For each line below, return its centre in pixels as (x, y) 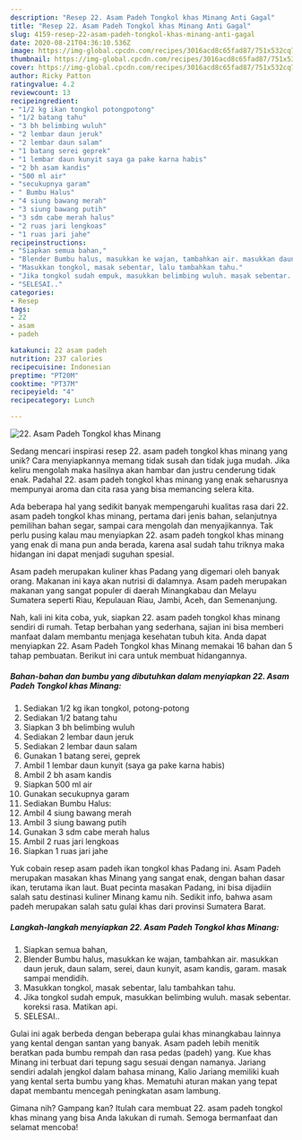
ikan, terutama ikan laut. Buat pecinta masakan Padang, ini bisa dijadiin (141, 887)
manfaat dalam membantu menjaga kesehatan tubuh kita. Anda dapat (138, 636)
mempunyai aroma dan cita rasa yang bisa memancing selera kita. (132, 489)
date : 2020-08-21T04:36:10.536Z (70, 43)
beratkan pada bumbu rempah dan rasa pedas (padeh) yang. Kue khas (141, 1052)
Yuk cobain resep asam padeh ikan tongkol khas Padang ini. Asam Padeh (146, 868)
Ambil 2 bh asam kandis (67, 774)
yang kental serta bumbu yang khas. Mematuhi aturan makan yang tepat (144, 1081)
